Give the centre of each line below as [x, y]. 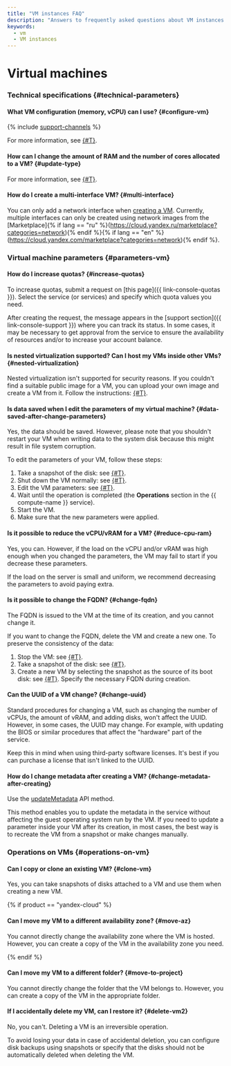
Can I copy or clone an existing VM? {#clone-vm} [80, 869]
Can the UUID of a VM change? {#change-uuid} [77, 695]
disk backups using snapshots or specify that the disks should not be [106, 1047]
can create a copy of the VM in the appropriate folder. [84, 995]
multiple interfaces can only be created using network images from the [108, 217]
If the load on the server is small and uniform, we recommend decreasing [112, 577]
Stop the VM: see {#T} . [50, 657]
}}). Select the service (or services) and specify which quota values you [110, 297]
